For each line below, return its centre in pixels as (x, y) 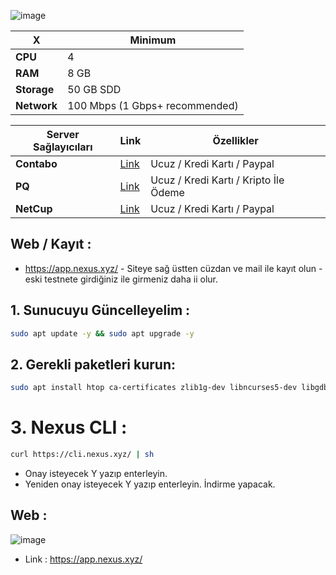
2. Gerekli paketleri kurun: (93, 364)
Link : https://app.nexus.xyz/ (83, 559)
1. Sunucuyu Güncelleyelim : (100, 310)
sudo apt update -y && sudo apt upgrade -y (102, 333)
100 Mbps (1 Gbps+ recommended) (153, 105)
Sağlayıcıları (63, 147)
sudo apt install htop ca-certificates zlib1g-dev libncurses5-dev (154, 388)
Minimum (153, 40)
